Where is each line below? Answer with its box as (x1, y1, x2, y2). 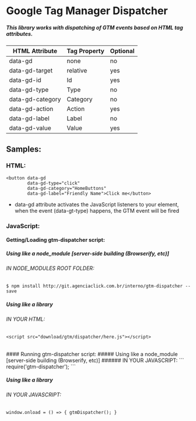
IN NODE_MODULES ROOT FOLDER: (6, 265, 95, 272)
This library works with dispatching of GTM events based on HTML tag (6, 24, 184, 31)
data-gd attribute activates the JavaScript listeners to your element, (14, 200, 180, 208)
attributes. (6, 30, 33, 37)
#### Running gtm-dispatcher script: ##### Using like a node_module (6, 350, 178, 357)
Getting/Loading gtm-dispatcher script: (6, 236, 105, 244)
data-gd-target (9, 67, 53, 75)
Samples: (6, 144, 42, 154)
